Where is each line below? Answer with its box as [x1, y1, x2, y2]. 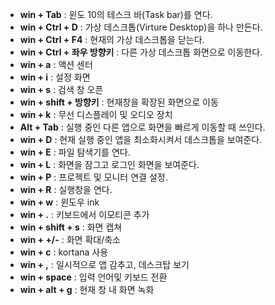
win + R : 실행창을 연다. [19, 184, 113, 195]
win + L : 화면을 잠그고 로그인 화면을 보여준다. [19, 159, 200, 170]
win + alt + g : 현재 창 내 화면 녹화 [19, 284, 155, 295]
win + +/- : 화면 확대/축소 [19, 234, 121, 245]
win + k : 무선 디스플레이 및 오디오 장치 [19, 109, 173, 120]
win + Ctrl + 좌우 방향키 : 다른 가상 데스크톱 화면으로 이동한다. [19, 46, 263, 58]
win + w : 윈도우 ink [19, 196, 100, 208]
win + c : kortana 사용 [19, 246, 109, 258]
